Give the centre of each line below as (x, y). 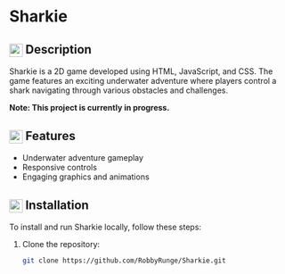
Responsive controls (60, 168)
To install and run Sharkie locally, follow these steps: (106, 227)
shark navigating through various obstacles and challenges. (119, 90)
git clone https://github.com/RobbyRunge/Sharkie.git (124, 261)
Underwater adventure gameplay (83, 158)
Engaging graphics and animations (85, 177)
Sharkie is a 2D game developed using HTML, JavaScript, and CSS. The (141, 71)
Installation (57, 205)
